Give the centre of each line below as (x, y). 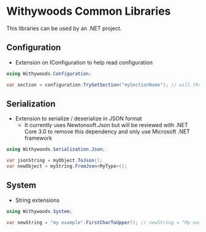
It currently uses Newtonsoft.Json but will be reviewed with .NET (106, 125)
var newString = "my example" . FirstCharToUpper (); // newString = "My (98, 222)
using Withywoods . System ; (39, 211)
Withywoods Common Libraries (89, 11)
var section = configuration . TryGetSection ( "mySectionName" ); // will (98, 85)
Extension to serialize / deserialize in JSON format (78, 118)
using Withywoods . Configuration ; (49, 74)
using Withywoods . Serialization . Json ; (56, 149)
